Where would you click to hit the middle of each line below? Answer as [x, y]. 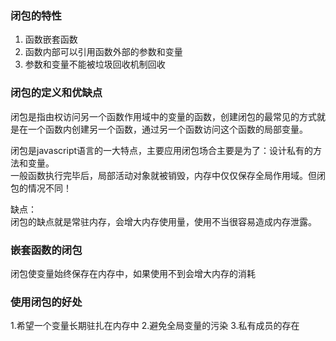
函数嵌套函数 [51, 39]
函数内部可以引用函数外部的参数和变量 [103, 52]
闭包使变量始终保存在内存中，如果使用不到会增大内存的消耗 [133, 273]
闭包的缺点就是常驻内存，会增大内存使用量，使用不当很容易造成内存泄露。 [163, 221]
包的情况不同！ [41, 188]
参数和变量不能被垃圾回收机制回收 [95, 64]
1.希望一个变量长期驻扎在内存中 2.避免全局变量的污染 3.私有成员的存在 [155, 326]
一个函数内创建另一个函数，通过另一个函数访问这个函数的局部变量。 [167, 129]
